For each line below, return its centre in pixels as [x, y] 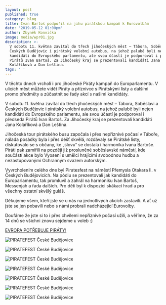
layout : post [19, 10]
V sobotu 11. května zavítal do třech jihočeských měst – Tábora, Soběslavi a [82, 104]
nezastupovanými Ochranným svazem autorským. [56, 160]
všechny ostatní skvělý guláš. [35, 191]
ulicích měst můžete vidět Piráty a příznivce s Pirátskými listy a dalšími [77, 89]
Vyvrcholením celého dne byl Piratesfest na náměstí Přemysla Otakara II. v [81, 170]
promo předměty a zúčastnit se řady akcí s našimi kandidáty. [67, 94]
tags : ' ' [15, 70]
